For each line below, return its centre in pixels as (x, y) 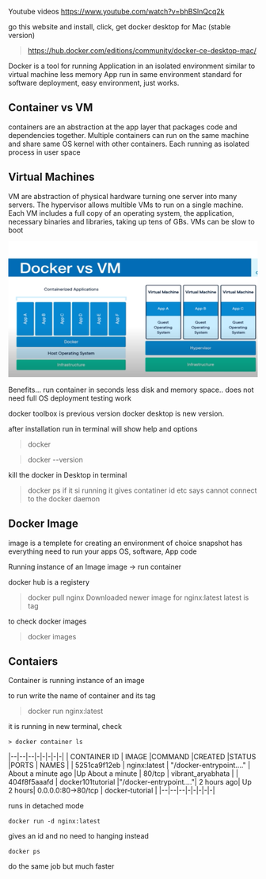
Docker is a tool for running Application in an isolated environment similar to (132, 66)
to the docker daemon (64, 498)
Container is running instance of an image (76, 681)
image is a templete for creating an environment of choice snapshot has (125, 543)
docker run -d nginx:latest (55, 821)
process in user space (44, 152)
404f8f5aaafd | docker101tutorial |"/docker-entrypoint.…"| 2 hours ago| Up (130, 782)
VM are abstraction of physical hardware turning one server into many (123, 196)
